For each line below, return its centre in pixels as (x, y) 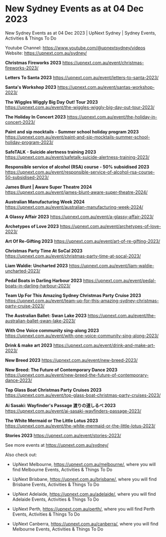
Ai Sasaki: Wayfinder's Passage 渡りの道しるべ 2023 (60, 405)
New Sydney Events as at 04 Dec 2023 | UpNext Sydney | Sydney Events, (81, 33)
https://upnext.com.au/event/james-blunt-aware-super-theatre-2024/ (76, 192)
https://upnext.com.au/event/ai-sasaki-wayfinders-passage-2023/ (73, 411)
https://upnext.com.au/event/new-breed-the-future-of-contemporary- (77, 375)
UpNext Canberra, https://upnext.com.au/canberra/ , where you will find (85, 524)
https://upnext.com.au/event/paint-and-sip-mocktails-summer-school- (78, 137)
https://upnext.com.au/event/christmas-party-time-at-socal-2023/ (73, 256)
